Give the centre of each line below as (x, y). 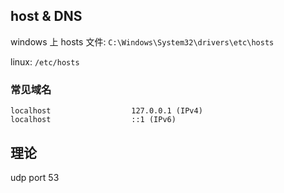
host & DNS (46, 16)
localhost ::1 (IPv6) (93, 120)
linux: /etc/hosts (45, 61)
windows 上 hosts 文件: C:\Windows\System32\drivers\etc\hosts (142, 41)
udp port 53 (35, 177)
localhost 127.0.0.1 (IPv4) (106, 111)
